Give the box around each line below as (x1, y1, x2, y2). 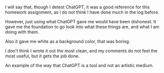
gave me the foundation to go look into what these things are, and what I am (5, 24, 160, 30)
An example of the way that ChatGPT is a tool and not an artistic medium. (5, 63, 154, 68)
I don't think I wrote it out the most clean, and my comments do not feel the (5, 48, 158, 54)
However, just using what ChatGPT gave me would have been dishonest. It (5, 19, 157, 24)
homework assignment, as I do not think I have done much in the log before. (5, 9, 160, 15)
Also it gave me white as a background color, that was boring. (5, 38, 131, 44)
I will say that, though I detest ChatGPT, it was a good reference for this (5, 4, 150, 10)
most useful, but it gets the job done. (5, 53, 80, 59)
